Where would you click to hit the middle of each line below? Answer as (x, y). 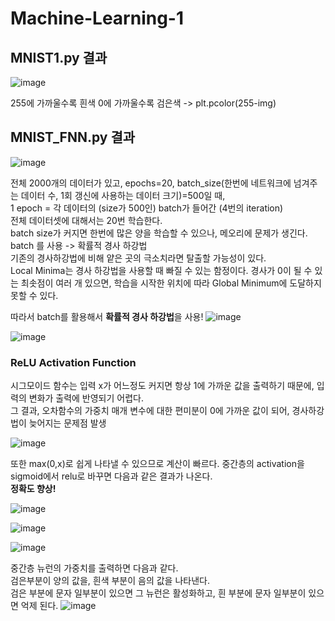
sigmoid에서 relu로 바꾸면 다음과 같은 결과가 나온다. (111, 476)
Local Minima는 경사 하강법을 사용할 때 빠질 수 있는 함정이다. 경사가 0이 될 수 (161, 270)
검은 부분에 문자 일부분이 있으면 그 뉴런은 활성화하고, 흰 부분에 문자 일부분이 (158, 593)
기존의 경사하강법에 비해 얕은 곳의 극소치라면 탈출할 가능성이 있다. (138, 258)
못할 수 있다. (34, 295)
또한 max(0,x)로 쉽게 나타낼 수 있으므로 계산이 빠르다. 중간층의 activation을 (157, 464)
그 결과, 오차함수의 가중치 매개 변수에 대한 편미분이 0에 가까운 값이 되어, (150, 411)
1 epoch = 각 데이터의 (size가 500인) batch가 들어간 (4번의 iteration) (147, 208)
